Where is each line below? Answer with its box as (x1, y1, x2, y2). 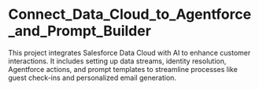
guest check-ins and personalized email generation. (8, 73, 177, 82)
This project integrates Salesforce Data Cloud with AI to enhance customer (8, 48, 251, 57)
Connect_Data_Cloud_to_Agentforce (8, 5, 252, 23)
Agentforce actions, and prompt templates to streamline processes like (8, 64, 238, 74)
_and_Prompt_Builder (8, 22, 152, 40)
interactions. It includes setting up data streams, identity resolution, (8, 56, 227, 66)
